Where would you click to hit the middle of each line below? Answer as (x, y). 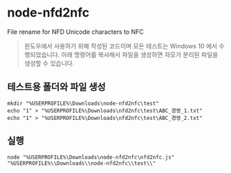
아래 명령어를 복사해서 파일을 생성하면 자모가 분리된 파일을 (140, 54)
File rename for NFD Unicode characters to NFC (75, 32)
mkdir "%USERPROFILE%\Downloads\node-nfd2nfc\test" (83, 103)
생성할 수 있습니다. (49, 63)
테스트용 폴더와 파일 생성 (56, 87)
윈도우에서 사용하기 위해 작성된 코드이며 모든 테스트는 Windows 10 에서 (121, 45)
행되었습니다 (41, 54)
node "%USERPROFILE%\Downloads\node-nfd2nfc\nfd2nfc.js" (91, 157)
